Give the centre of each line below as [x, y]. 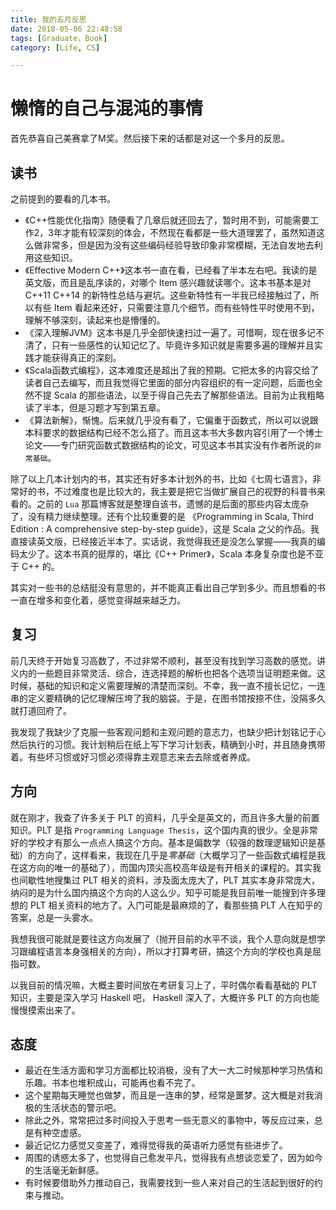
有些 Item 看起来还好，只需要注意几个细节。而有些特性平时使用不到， [176, 307]
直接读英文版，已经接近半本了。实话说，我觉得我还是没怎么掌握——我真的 [163, 541]
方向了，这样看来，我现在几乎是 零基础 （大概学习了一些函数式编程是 [176, 855]
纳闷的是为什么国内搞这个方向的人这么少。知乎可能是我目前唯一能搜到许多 [163, 892]
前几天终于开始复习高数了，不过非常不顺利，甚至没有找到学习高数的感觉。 [163, 660]
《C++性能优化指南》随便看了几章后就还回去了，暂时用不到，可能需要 [167, 220]
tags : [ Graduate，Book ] [59, 38]
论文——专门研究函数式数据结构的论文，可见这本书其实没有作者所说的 [169, 445]
